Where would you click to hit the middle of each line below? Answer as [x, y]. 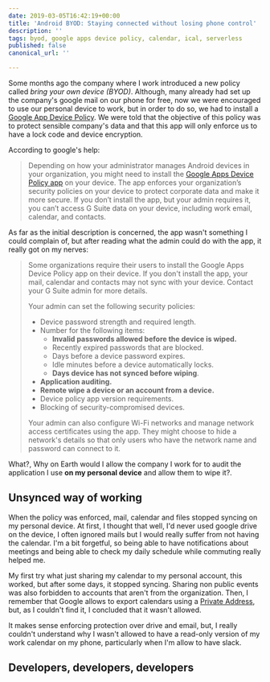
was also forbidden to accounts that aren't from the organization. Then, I [129, 593]
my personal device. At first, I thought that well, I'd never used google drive [133, 526]
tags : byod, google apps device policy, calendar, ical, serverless [125, 38]
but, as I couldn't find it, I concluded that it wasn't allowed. [105, 610]
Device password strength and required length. [118, 322]
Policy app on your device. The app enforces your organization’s [135, 183]
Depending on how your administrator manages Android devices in [139, 165]
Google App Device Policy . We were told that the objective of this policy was [135, 117]
